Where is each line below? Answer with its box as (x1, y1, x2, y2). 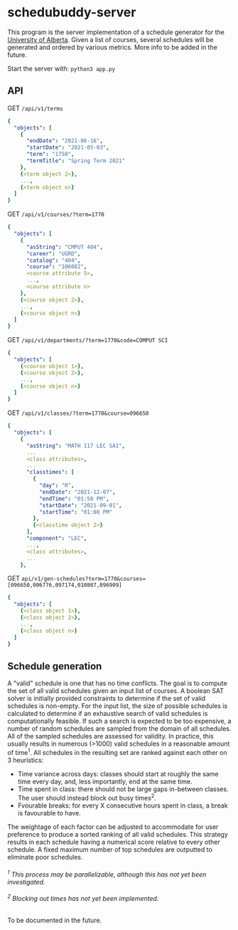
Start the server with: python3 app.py (7, 64, 116, 73)
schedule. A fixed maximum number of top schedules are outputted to (7, 845, 213, 854)
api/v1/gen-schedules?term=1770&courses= (21, 576, 146, 583)
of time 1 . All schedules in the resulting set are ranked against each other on (7, 747, 227, 756)
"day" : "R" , (38, 482, 75, 489)
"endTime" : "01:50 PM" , (38, 495, 110, 502)
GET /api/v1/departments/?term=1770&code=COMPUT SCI (7, 336, 168, 344)
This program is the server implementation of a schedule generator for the (7, 28, 225, 36)
